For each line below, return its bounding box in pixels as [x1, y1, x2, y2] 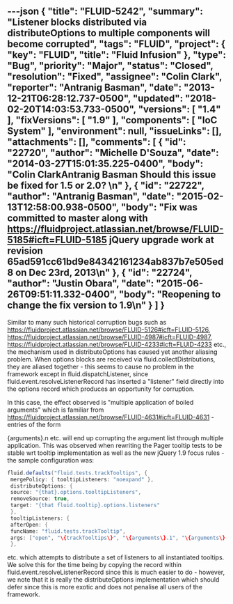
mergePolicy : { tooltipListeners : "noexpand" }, [10, 476, 154, 483]
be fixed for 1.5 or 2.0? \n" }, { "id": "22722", [7, 180, 204, 192]
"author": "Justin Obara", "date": [7, 278, 154, 290]
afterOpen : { [10, 521, 49, 528]
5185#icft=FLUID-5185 [7, 234, 108, 246]
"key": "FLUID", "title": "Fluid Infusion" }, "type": [7, 49, 226, 61]
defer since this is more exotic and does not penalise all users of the [7, 583, 203, 591]
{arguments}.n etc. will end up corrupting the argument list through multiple [7, 433, 224, 442]
